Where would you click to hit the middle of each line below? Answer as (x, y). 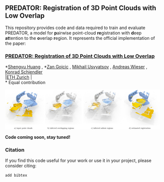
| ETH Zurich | (19, 77)
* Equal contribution (25, 83)
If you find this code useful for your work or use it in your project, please (78, 161)
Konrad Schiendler (24, 72)
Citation (15, 150)
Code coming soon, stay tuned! (38, 137)
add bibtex (16, 176)
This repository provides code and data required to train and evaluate (75, 28)
